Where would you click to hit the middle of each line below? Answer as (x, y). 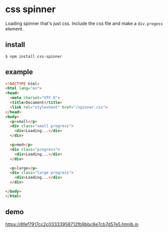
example (19, 72)
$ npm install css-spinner (34, 56)
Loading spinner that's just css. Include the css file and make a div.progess (84, 23)
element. (14, 28)
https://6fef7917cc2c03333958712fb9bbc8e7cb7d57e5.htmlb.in (72, 224)
